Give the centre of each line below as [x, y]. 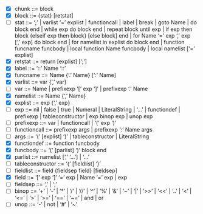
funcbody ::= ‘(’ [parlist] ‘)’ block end [60, 150]
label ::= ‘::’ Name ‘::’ [40, 69]
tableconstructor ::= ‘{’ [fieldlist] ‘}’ [57, 164]
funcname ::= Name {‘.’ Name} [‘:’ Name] [65, 75]
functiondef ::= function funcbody [57, 143]
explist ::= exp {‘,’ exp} [42, 102]
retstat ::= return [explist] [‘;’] [51, 62]
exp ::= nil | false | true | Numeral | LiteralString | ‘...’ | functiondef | [97, 109]
